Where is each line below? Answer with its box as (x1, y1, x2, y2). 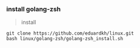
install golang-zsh (6, 5, 61, 13)
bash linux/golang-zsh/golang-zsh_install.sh (6, 36, 123, 42)
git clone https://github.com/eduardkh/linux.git (6, 30, 135, 36)
